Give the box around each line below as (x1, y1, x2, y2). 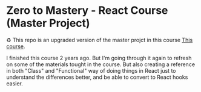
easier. (6, 79, 23, 87)
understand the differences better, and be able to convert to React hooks (6, 73, 188, 81)
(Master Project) (6, 16, 90, 30)
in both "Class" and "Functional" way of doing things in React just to (6, 67, 176, 74)
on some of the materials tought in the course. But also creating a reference (6, 61, 196, 68)
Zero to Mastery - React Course (6, 4, 168, 17)
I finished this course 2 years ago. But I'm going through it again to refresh (6, 54, 192, 61)
